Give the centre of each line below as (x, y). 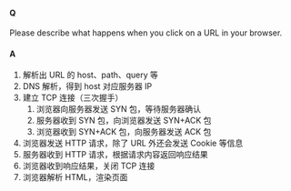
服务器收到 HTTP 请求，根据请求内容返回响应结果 (115, 155)
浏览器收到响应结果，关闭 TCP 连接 (89, 166)
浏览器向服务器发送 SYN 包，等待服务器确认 (119, 109)
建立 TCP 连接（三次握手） (73, 98)
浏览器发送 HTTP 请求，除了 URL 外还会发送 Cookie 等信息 (133, 143)
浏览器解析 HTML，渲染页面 (75, 177)
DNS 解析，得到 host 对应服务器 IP (87, 86)
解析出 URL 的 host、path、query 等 (90, 75)
